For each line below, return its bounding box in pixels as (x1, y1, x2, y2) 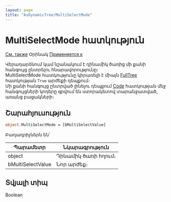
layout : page (5, 7, 33, 13)
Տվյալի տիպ (5, 178, 48, 187)
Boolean (5, 192, 23, 198)
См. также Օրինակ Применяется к (5, 51, 83, 57)
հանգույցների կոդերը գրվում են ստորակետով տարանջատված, (5, 88, 158, 95)
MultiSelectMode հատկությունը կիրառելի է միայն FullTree (5, 72, 137, 78)
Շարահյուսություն (5, 109, 71, 117)
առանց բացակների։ (5, 94, 55, 100)
